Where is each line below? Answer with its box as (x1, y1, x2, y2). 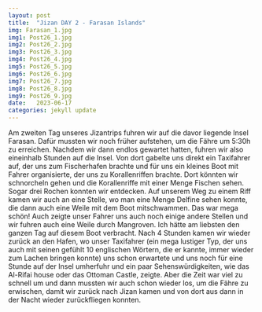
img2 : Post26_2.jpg (8, 41, 72, 49)
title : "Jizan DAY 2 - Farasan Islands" (8, 19, 146, 27)
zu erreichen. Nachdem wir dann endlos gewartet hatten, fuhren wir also (8, 145, 244, 154)
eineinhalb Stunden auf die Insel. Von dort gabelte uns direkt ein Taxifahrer (8, 153, 251, 162)
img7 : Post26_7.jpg (8, 77, 72, 85)
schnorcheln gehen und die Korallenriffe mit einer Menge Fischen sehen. (8, 178, 244, 187)
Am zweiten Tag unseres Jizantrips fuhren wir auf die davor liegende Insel (8, 128, 249, 138)
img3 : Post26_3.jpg (8, 48, 72, 56)
